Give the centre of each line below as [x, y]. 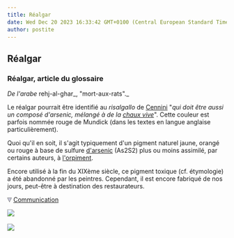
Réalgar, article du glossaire [55, 78]
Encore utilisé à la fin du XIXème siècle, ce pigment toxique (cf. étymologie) [116, 172]
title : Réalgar [29, 15]
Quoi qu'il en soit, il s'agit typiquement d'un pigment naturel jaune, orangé [114, 143]
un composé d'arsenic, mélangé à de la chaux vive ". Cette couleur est [108, 114]
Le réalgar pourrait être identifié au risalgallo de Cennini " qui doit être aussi [116, 107]
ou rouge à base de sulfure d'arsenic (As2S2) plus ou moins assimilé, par [112, 151]
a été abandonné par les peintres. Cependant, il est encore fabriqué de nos [115, 179]
